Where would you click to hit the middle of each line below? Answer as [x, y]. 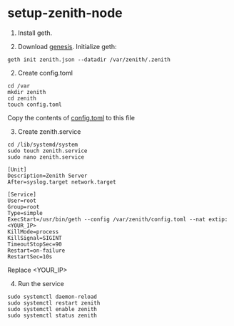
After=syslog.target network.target [62, 182]
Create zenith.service [49, 131]
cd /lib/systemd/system [43, 144]
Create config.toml [45, 73]
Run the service [41, 283]
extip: [218, 219]
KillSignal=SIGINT [35, 238]
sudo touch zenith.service [47, 151]
